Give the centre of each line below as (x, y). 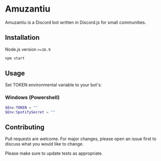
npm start (15, 58)
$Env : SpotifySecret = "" (30, 112)
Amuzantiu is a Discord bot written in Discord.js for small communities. (76, 22)
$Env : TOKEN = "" (21, 108)
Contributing (25, 127)
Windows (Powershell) (32, 97)
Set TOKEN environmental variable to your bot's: (53, 85)
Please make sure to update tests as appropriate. (54, 153)
